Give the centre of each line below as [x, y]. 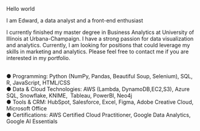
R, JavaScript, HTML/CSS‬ [38, 82]
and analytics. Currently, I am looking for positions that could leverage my [98, 45]
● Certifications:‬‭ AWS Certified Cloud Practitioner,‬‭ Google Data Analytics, [98, 115]
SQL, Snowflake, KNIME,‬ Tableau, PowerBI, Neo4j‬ [69, 96]
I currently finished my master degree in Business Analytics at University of [100, 32]
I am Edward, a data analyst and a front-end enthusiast [75, 20]
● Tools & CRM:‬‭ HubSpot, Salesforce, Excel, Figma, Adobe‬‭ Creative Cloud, [100, 102]
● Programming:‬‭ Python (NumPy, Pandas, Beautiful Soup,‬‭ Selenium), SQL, [99, 76]
